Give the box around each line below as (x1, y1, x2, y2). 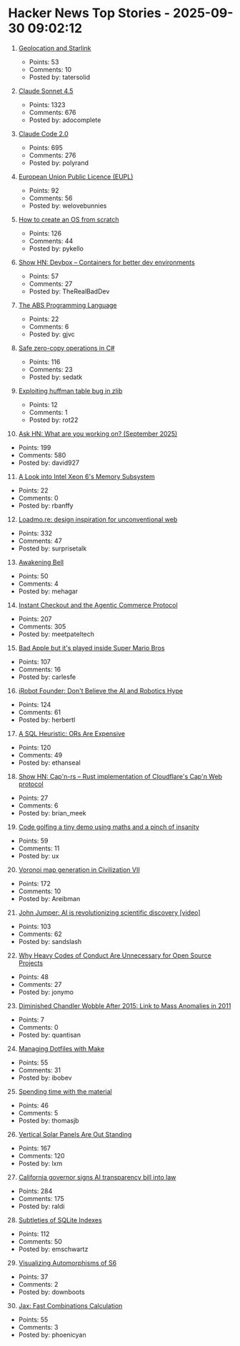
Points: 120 (18, 743, 51, 751)
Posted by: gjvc (29, 330, 76, 338)
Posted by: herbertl (18, 715, 76, 724)
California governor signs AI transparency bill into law (18, 1172, 176, 1181)
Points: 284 (18, 1187, 53, 1195)
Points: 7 (18, 1015, 45, 1024)
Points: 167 (18, 1144, 51, 1152)
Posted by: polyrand (29, 159, 89, 167)
